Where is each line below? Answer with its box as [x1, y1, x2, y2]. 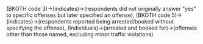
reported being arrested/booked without [73, 18, 174, 25]
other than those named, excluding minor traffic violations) [6, 31, 154, 38]
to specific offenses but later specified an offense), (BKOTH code [6, 11, 171, 19]
